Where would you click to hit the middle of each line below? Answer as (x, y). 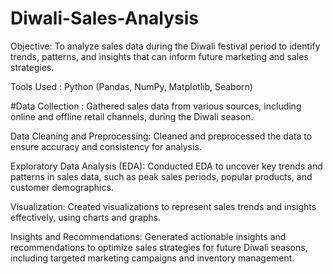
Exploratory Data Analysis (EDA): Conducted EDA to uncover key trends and (166, 166)
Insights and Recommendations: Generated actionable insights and (148, 236)
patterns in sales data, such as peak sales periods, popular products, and (161, 176)
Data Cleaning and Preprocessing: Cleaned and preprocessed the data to (161, 136)
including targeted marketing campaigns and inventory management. (152, 258)
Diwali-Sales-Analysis (105, 18)
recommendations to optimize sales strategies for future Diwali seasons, (159, 247)
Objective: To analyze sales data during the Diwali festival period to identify (165, 46)
